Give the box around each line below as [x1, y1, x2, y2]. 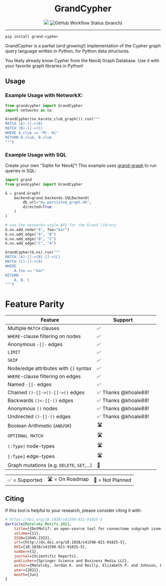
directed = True [23, 204, 52, 210]
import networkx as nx [5, 108, 52, 113]
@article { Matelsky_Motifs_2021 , [5, 521, 72, 526]
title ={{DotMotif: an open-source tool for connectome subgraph [14, 526, 149, 531]
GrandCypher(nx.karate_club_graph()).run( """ [5, 117, 100, 121]
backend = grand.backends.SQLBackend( [14, 195, 90, 200]
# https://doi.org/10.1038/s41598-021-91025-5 [5, 517, 103, 522]
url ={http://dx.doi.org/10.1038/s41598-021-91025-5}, [14, 540, 127, 545]
